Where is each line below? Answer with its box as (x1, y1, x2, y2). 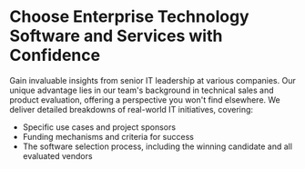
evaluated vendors (22, 150, 93, 161)
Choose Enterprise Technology (9, 6, 249, 27)
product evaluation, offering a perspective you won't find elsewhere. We (9, 94, 280, 105)
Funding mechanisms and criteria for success (22, 131, 194, 142)
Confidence (9, 45, 101, 65)
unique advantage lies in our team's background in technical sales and (9, 84, 274, 95)
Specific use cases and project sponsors (22, 121, 176, 133)
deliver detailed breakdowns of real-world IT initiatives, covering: (9, 104, 253, 114)
